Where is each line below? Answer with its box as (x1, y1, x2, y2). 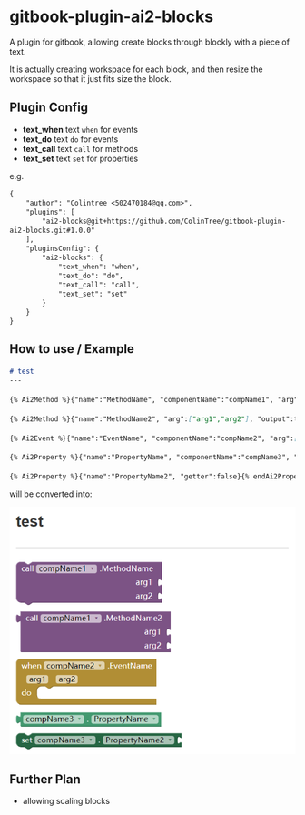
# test (9, 367, 34, 376)
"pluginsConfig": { (25, 244, 100, 253)
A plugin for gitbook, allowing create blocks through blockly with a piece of (9, 36, 290, 47)
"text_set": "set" (57, 289, 128, 298)
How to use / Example (9, 341, 134, 357)
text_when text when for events (22, 124, 139, 135)
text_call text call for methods (22, 143, 139, 154)
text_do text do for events (22, 134, 119, 145)
